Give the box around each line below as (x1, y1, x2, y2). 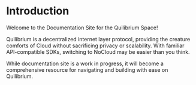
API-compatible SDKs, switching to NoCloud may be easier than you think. (6, 48, 190, 55)
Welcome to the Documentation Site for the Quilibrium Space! (6, 24, 158, 31)
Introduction (6, 4, 70, 18)
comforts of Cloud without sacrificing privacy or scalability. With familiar (6, 42, 185, 49)
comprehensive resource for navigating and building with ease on (6, 66, 168, 73)
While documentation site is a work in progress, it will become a (6, 60, 164, 67)
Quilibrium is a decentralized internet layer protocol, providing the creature (6, 35, 191, 42)
